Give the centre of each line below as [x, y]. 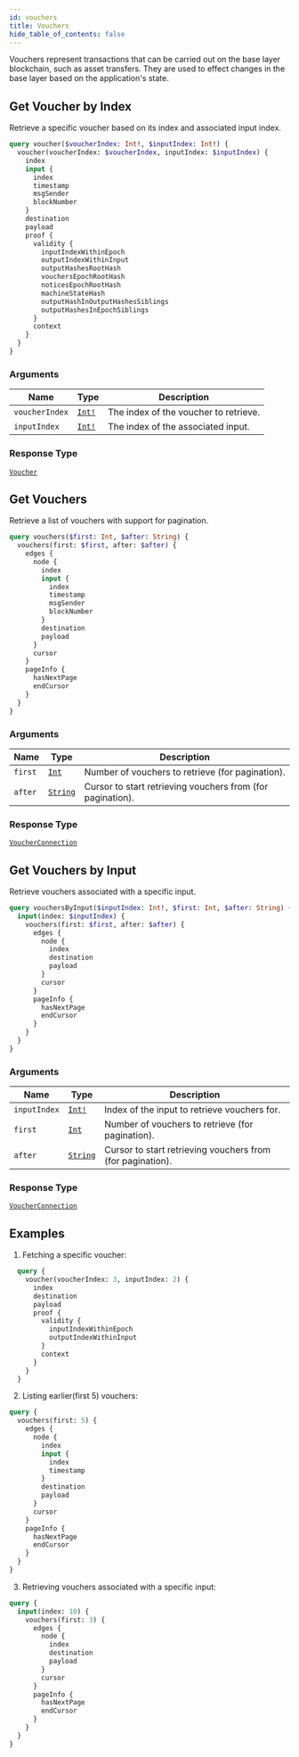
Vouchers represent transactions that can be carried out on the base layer [145, 60]
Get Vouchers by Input [73, 870]
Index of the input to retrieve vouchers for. [192, 1110]
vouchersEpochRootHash [83, 277]
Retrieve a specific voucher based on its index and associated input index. [145, 128]
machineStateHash [73, 293]
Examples [37, 1233]
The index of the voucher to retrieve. [184, 413]
